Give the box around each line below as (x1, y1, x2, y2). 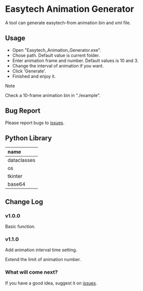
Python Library (5, 134, 52, 142)
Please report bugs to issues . (5, 120, 65, 126)
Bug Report (5, 107, 41, 115)
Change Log (5, 197, 43, 206)
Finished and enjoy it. (12, 73, 56, 79)
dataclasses (7, 157, 36, 163)
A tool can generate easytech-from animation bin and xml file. (5, 20, 131, 26)
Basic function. (5, 224, 36, 229)
